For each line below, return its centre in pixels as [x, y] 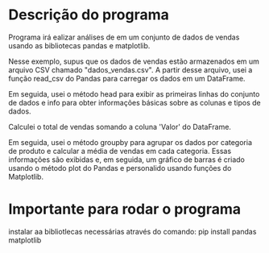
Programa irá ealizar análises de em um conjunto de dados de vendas [124, 37]
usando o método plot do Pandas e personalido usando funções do [120, 168]
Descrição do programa [89, 15]
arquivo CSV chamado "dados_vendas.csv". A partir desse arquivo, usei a [130, 69]
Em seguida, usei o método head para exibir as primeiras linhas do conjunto [134, 93]
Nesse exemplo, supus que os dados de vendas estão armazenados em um [134, 61]
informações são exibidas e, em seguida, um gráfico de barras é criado [127, 160]
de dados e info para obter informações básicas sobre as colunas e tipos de [134, 102]
